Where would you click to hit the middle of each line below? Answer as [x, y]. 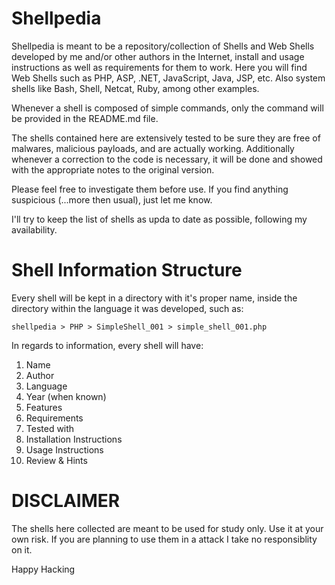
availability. [34, 229]
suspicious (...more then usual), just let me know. [112, 199]
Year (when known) [66, 396]
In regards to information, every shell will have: [107, 345]
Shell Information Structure [127, 270]
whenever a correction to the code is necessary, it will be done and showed [167, 159]
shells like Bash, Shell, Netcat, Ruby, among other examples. [135, 88]
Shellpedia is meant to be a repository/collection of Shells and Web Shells [163, 46]
